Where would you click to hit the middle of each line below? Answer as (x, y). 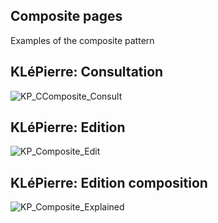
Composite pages (66, 16)
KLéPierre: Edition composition (109, 182)
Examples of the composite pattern (82, 40)
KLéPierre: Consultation (87, 72)
